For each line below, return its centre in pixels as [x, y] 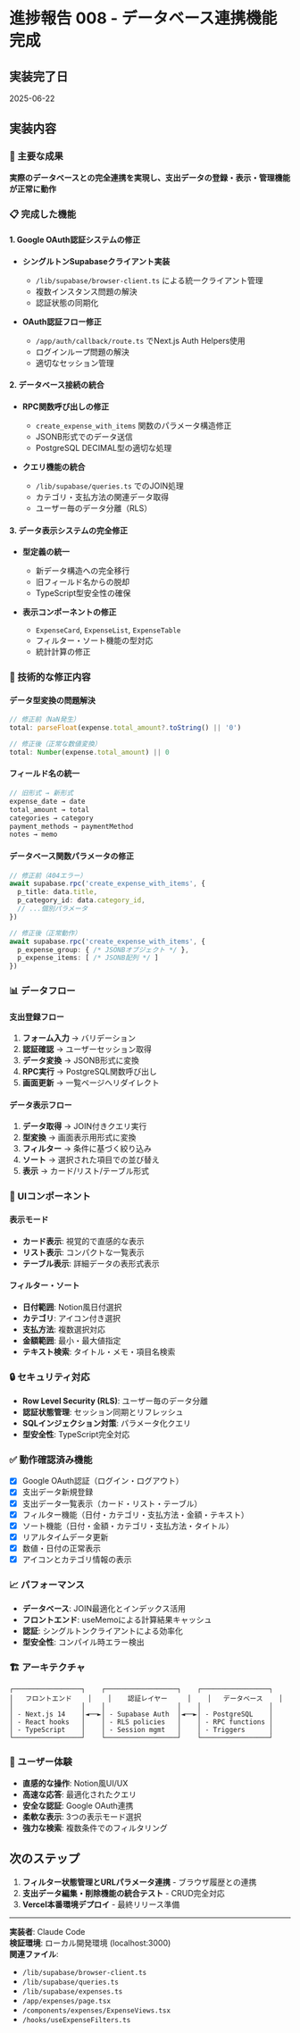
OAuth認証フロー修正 [62, 322]
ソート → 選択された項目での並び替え [91, 1160]
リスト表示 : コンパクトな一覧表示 [83, 1252]
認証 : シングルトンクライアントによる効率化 [102, 1631]
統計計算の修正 [63, 652]
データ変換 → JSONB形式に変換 [81, 1060]
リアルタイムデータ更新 [65, 1536]
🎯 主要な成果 [37, 156]
